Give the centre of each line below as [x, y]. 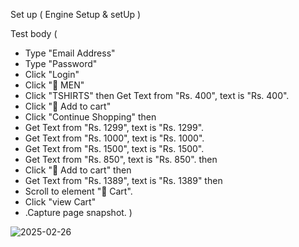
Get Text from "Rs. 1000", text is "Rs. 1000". [114, 138]
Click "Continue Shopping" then [90, 117]
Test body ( [34, 33]
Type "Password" [61, 63]
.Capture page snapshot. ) [78, 212]
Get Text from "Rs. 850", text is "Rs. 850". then [121, 159]
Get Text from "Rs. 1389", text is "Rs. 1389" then [123, 180]
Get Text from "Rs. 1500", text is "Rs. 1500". [114, 148]
